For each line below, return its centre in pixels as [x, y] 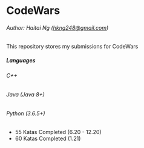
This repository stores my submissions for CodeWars [72, 47]
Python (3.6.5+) [26, 113]
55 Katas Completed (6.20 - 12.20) [58, 132]
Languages [21, 60]
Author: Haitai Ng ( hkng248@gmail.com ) [57, 27]
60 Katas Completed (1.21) [48, 139]
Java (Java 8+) [26, 94]
